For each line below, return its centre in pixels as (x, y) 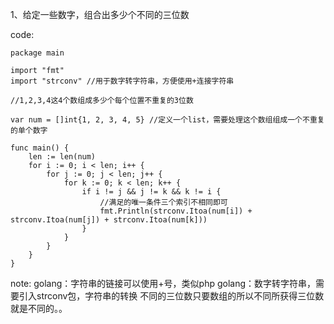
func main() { (40, 148)
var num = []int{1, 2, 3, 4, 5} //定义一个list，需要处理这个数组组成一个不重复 (167, 120)
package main (37, 53)
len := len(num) (62, 157)
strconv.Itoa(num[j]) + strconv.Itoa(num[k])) (109, 220)
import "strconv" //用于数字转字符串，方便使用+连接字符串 (122, 81)
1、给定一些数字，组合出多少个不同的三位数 (100, 14)
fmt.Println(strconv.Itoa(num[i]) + (176, 211)
